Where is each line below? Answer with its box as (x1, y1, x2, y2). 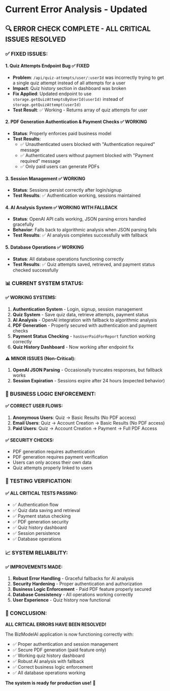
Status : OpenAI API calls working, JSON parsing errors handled (12, 216, 146, 222)
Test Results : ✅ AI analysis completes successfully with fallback (12, 232, 148, 238)
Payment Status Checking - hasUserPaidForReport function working (12, 333, 156, 339)
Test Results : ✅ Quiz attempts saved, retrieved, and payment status (12, 261, 155, 267)
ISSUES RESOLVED (5, 35, 66, 44)
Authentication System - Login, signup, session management (12, 306, 143, 312)
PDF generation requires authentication (12, 448, 95, 455)
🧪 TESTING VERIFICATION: (5, 477, 73, 485)
